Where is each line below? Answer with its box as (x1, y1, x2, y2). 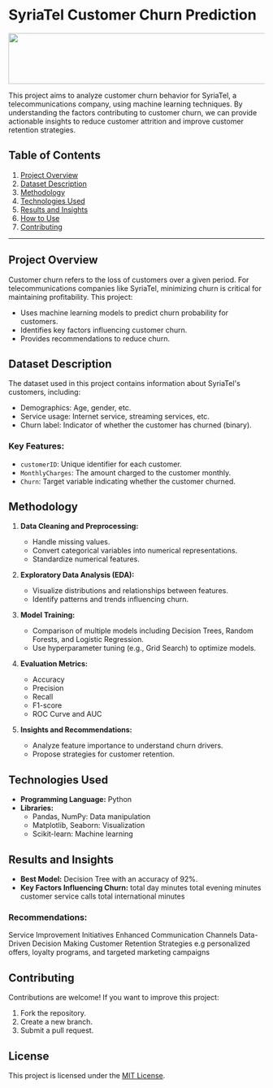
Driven (8, 938, 31, 948)
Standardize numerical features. (32, 554, 140, 564)
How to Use (19, 213, 60, 223)
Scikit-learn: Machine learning (32, 829, 134, 839)
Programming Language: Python (19, 795, 132, 804)
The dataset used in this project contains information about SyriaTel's (8, 379, 241, 388)
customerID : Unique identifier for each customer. (19, 459, 182, 469)
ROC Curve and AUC (32, 709, 102, 719)
